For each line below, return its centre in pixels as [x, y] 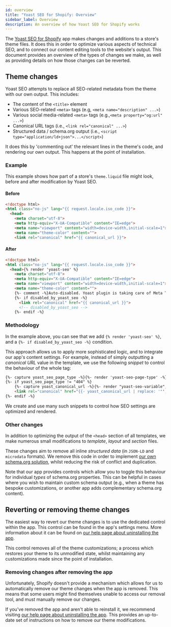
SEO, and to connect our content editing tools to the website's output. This [83, 50]
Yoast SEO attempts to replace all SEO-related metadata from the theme [81, 89]
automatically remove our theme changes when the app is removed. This [82, 589]
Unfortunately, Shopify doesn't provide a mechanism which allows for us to [84, 583]
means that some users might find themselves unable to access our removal [85, 594]
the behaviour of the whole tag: [38, 368]
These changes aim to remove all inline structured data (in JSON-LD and [80, 451]
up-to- [152, 615]
